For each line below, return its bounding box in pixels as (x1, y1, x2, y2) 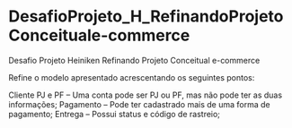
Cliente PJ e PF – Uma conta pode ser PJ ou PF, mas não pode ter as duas (8, 90, 283, 100)
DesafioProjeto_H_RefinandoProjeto (8, 6, 284, 27)
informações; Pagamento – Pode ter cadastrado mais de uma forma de (8, 98, 270, 109)
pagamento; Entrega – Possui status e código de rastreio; (8, 108, 221, 119)
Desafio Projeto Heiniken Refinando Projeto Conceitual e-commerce (8, 55, 261, 65)
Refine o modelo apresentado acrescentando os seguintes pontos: (8, 72, 255, 82)
